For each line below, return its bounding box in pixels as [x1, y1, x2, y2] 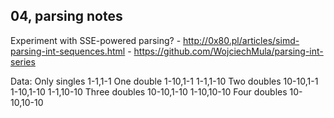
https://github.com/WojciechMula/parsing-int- [133, 45, 324, 57]
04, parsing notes [10, 8, 123, 25]
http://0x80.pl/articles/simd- [183, 34, 300, 46]
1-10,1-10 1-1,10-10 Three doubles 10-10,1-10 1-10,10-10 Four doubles [10, 85, 288, 98]
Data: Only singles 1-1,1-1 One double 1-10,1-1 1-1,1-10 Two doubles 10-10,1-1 [10, 75, 319, 87]
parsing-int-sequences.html [10, 45, 126, 57]
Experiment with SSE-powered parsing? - [10, 34, 182, 46]
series [10, 55, 36, 68]
